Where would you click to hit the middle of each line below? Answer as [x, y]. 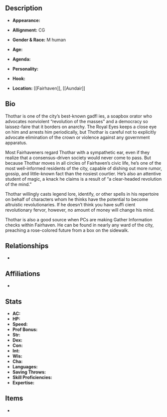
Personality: [25, 69]
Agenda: [21, 59]
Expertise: [23, 383]
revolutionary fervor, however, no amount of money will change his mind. [80, 210]
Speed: [20, 324]
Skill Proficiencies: [32, 377]
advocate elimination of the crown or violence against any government [78, 137]
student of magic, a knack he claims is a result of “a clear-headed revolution [83, 179]
